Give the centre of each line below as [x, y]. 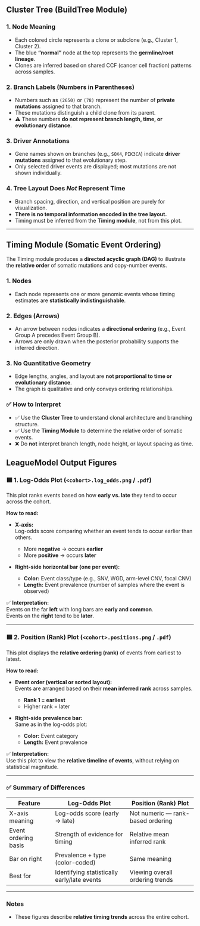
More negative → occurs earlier [63, 549]
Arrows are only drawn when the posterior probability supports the [97, 341]
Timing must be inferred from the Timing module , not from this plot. [98, 220]
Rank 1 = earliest [44, 700]
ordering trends [151, 879]
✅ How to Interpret [34, 404]
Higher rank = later [47, 706]
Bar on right [26, 859]
